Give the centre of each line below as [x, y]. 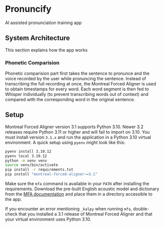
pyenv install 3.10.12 [28, 151]
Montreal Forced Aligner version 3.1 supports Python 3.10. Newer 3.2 [74, 127]
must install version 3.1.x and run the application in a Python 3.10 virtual [78, 137]
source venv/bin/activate [31, 165]
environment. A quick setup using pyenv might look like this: [65, 142]
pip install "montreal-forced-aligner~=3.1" [51, 174]
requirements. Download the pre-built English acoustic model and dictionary [82, 189]
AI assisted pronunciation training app [43, 23]
